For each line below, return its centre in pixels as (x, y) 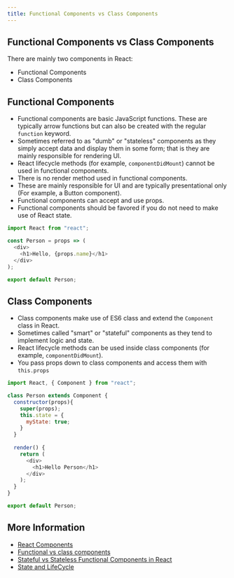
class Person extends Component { (58, 396)
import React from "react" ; (48, 228)
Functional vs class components (64, 552)
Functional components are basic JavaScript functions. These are (112, 119)
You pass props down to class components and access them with (112, 363)
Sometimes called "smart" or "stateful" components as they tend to (115, 333)
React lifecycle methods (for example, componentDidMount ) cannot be (116, 163)
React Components (45, 544)
